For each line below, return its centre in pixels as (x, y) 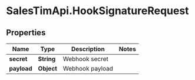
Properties (26, 33)
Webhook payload (88, 69)
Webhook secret (86, 59)
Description (88, 49)
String (47, 59)
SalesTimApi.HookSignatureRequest (98, 11)
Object (48, 69)
